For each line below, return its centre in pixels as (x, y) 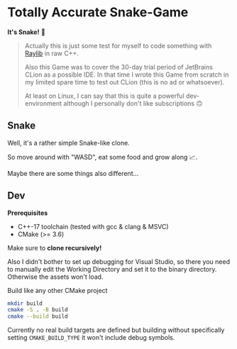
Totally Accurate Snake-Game (98, 12)
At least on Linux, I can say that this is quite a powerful (104, 96)
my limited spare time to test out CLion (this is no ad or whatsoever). (125, 82)
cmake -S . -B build (38, 310)
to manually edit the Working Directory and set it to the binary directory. (112, 269)
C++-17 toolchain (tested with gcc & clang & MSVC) (93, 226)
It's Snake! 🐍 (27, 32)
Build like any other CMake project (57, 290)
